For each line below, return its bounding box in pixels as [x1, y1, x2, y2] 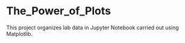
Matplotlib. [6, 30, 33, 37]
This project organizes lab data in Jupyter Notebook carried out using [6, 24, 179, 31]
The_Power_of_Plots [6, 4, 111, 18]
